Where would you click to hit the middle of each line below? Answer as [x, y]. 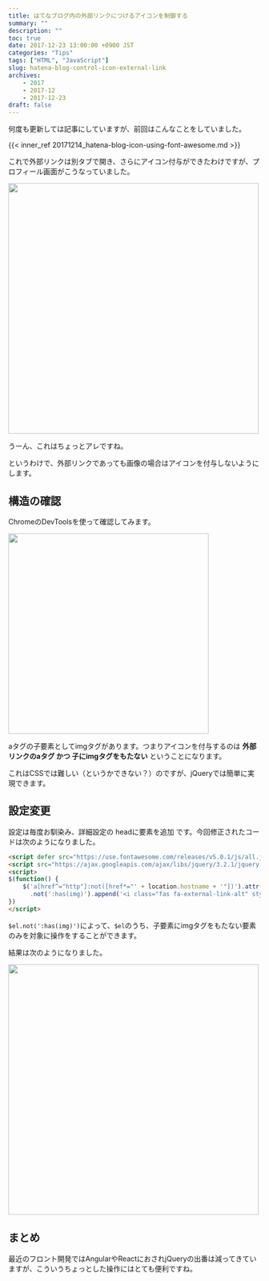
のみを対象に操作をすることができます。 [75, 935]
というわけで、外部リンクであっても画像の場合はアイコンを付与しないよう [130, 463]
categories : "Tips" [41, 53]
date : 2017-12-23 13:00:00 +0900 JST [71, 46]
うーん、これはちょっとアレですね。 [68, 447]
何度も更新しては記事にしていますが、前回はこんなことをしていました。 [127, 129]
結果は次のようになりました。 [57, 952]
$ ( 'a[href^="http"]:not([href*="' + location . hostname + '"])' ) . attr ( [143, 887]
